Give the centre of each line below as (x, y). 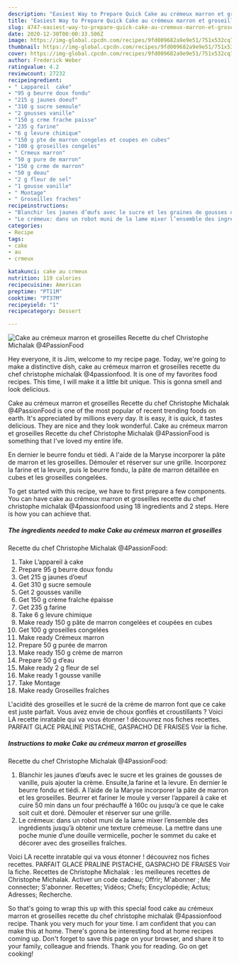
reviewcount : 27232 (37, 73)
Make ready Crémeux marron (61, 638)
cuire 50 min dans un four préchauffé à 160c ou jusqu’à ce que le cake (121, 806)
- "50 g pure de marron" (45, 160)
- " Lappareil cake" (40, 87)
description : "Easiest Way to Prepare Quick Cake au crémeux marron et (116, 14)
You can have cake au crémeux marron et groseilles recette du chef (107, 499)
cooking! (21, 954)
